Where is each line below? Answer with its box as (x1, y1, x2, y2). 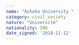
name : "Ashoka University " (6, 8, 74, 15)
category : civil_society (6, 14, 66, 20)
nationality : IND (6, 25, 48, 31)
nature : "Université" (6, 19, 59, 25)
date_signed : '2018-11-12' (6, 30, 71, 36)
